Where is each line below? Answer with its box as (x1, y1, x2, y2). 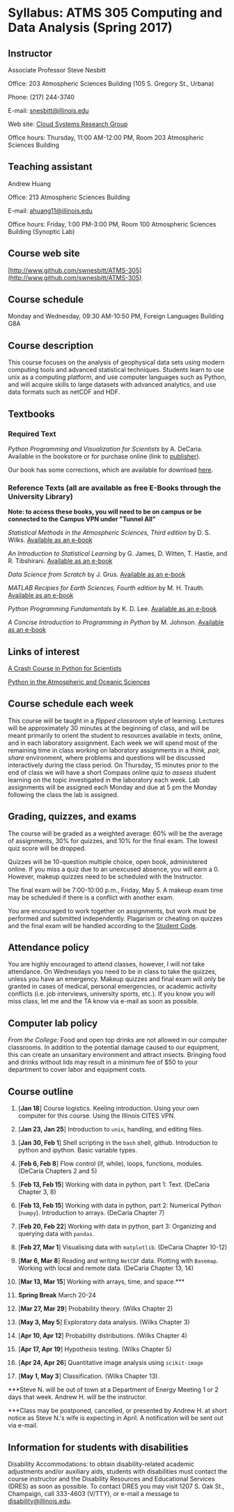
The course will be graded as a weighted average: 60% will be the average (8, 829, 223, 838)
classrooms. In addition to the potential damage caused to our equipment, (8, 1043, 220, 1051)
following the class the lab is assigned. (8, 790, 119, 799)
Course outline (8, 1086, 74, 1097)
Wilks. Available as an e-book (8, 536, 93, 544)
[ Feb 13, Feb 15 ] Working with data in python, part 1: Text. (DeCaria (17, 1180, 210, 1189)
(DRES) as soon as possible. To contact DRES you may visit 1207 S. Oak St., (8, 1482, 225, 1490)
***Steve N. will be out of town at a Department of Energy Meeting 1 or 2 (8, 1385, 219, 1394)
